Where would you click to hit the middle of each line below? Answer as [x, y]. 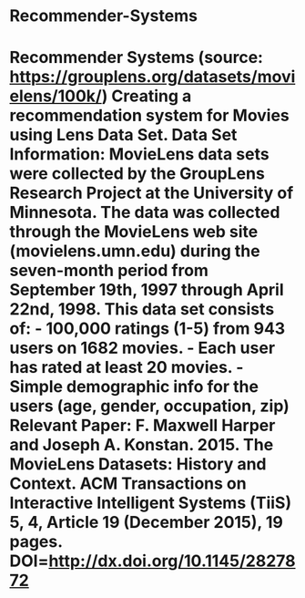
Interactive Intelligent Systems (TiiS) [151, 503]
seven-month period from [109, 271]
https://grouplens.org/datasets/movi [152, 77]
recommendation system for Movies [149, 116]
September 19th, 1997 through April [147, 290]
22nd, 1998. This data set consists [142, 309]
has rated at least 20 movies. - [127, 368]
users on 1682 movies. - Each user [142, 348]
